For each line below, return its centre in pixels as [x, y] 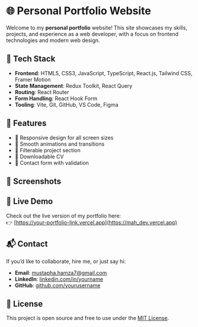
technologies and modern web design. [53, 40]
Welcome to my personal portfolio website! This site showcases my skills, [97, 27]
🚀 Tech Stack [31, 59]
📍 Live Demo [30, 202]
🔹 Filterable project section [48, 150]
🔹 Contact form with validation [52, 163]
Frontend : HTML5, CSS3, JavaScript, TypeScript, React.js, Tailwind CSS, [103, 73]
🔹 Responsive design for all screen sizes [64, 137]
